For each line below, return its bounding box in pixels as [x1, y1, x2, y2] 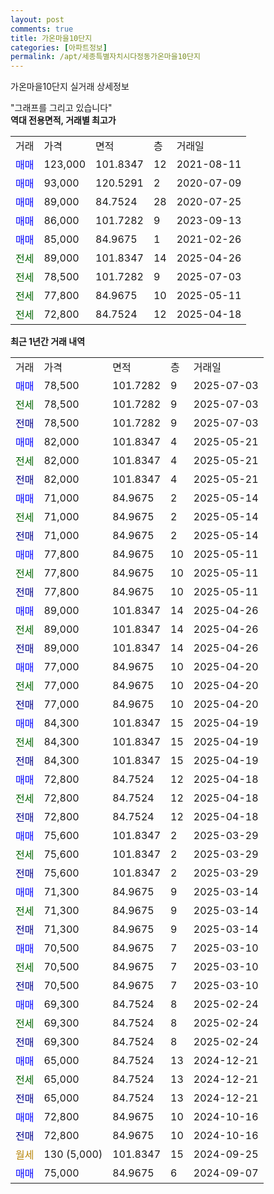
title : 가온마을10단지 [10, 33, 93, 43]
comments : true [10, 24, 74, 34]
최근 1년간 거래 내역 [10, 336, 86, 348]
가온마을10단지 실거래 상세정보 [10, 81, 130, 93]
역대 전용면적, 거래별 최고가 [10, 114, 117, 126]
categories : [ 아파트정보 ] [10, 42, 108, 53]
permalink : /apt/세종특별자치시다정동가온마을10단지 [10, 52, 201, 62]
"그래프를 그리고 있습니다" [10, 102, 113, 114]
